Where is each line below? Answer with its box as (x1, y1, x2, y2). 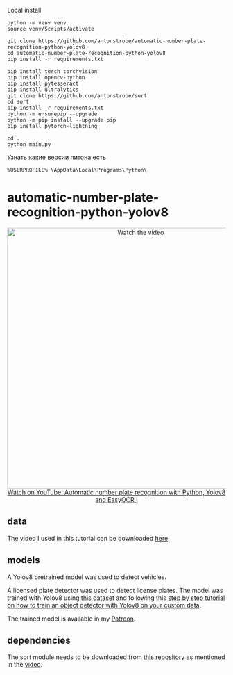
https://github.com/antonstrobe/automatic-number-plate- (37, 38, 207, 44)
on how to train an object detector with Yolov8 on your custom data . (7, 601, 202, 609)
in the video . (7, 660, 43, 669)
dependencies (7, 634, 71, 646)
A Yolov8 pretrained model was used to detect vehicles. (7, 573, 166, 581)
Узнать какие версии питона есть (7, 153, 106, 161)
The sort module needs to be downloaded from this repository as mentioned (7, 653, 225, 661)
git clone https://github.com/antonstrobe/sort (7, 92, 148, 99)
